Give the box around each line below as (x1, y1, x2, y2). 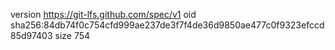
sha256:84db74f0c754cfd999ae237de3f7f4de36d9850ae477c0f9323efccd (10, 19, 325, 31)
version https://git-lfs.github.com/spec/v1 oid (10, 9, 197, 20)
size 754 (54, 30, 91, 41)
